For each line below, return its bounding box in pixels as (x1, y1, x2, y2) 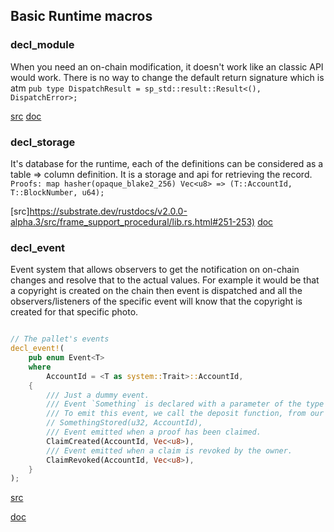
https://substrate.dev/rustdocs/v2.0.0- (29, 205, 188, 217)
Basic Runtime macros (10, 8, 153, 25)
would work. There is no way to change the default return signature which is (10, 71, 325, 83)
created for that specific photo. (10, 306, 139, 318)
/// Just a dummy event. (46, 390, 150, 400)
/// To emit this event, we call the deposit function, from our (46, 409, 325, 419)
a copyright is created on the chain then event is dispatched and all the (10, 285, 303, 297)
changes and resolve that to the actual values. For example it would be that (10, 274, 320, 286)
